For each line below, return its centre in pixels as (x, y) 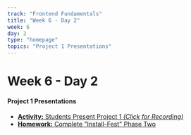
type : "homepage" (33, 40)
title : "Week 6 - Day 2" (44, 20)
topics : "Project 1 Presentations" (60, 46)
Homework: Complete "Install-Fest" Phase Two (87, 124)
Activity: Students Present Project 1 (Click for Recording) (100, 117)
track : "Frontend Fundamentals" (55, 14)
